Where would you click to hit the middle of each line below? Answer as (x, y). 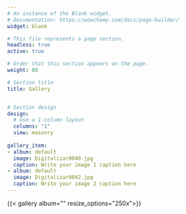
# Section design (32, 107)
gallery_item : (27, 145)
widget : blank (27, 26)
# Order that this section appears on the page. (78, 64)
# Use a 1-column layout (49, 120)
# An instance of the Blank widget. (59, 13)
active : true (26, 51)
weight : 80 (23, 70)
